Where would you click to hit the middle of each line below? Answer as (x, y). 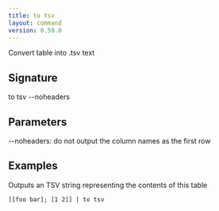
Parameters (38, 122)
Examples (33, 166)
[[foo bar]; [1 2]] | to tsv (56, 199)
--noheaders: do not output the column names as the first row (109, 141)
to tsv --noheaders (39, 97)
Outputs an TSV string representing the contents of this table (108, 185)
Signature (33, 77)
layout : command (35, 23)
